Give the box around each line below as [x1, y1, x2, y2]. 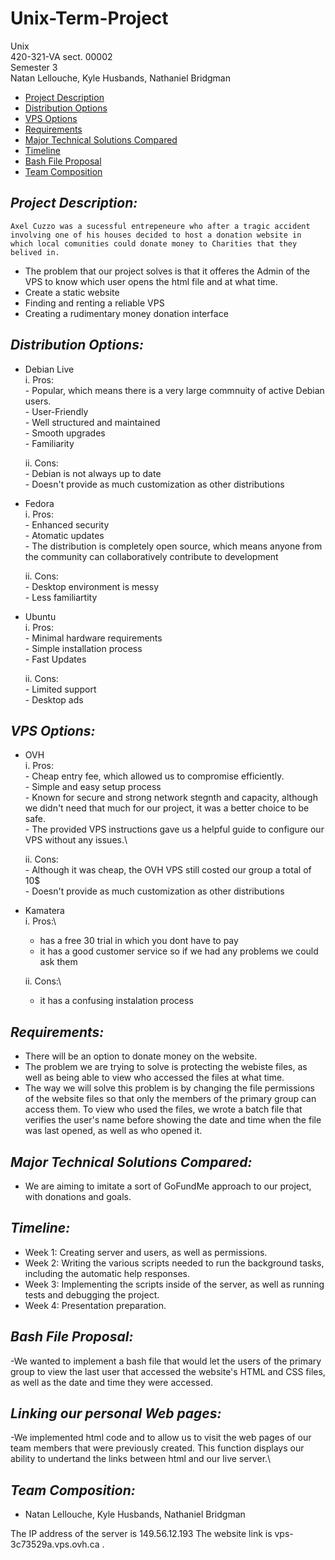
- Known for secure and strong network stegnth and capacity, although [24, 792, 318, 804]
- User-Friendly [24, 405, 89, 417]
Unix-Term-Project [10, 7, 169, 30]
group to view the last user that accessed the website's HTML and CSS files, [10, 1365, 326, 1377]
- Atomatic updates [24, 529, 105, 541]
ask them [39, 956, 78, 968]
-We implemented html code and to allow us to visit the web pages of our [10, 1432, 312, 1444]
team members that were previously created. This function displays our [10, 1442, 305, 1454]
